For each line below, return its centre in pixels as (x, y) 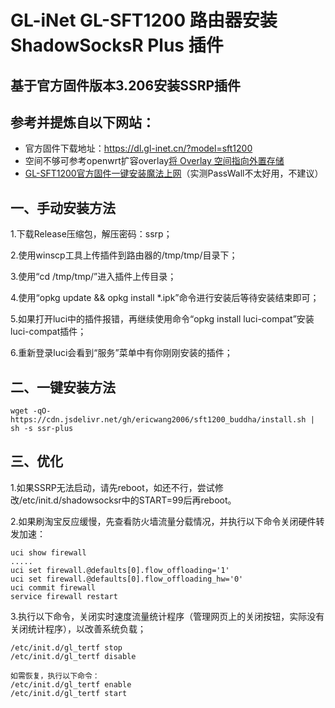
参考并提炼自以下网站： (82, 122)
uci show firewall (48, 552)
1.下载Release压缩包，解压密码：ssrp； (91, 234)
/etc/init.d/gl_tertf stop (66, 647)
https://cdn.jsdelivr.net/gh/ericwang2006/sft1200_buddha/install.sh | (162, 420)
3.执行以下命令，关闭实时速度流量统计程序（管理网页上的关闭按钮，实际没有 (167, 616)
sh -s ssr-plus (42, 429)
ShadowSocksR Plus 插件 (117, 45)
